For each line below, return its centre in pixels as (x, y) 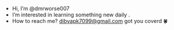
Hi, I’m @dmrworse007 (41, 9)
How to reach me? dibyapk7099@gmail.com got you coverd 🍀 (90, 21)
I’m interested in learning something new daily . (71, 15)
